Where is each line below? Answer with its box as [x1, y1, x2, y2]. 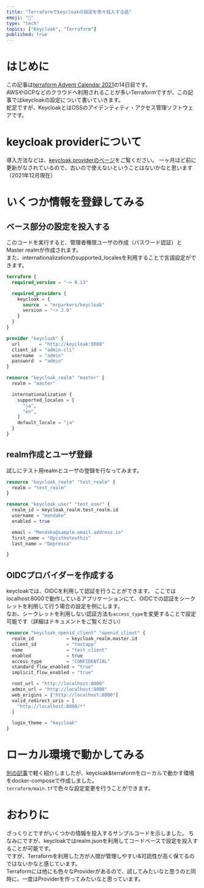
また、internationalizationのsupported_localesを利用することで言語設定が [6, 254, 191, 261]
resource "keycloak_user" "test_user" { [6, 501, 111, 508]
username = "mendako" [12, 513, 67, 519]
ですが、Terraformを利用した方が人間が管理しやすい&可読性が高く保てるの [6, 853, 195, 859]
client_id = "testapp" [12, 641, 97, 647]
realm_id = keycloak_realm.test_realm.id [12, 507, 119, 513]
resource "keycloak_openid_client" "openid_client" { [6, 630, 146, 636]
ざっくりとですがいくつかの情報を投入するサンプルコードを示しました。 [6, 829, 188, 837]
